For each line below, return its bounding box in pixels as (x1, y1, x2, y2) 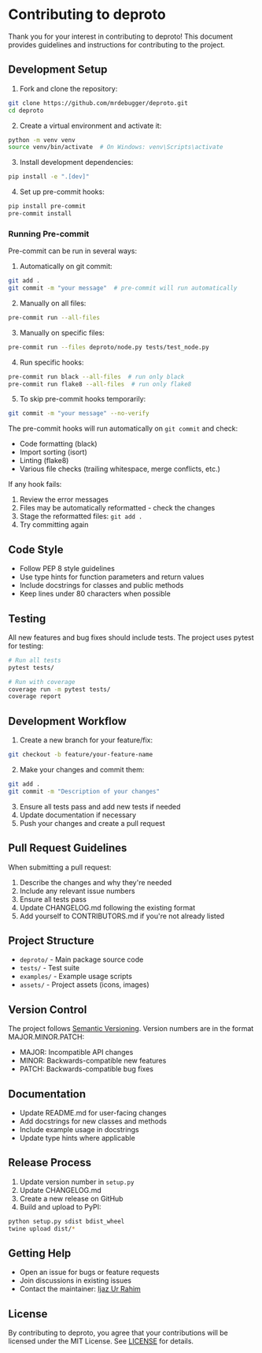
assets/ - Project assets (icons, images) (19, 980, 149, 989)
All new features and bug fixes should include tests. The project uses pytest (8, 633, 254, 642)
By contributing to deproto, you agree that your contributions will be (8, 1328, 228, 1338)
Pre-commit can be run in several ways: (8, 246, 138, 256)
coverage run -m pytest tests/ (8, 685, 111, 693)
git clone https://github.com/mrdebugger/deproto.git (8, 99, 189, 107)
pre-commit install (8, 210, 72, 218)
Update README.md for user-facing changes (19, 1108, 167, 1117)
